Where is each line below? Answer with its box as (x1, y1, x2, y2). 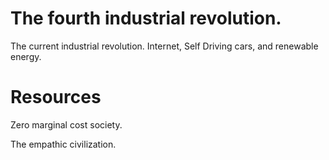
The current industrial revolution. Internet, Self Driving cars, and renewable (10, 40, 319, 52)
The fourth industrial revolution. (10, 7, 282, 30)
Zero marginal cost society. (10, 118, 123, 131)
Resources (10, 86, 102, 109)
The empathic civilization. (10, 138, 117, 150)
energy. (10, 50, 42, 62)
